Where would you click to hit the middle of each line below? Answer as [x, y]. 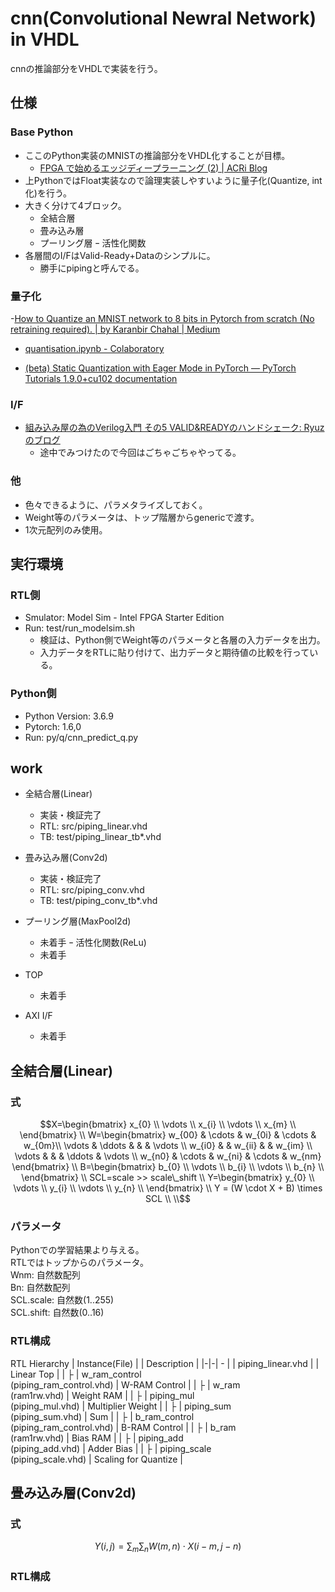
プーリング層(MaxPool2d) [78, 921]
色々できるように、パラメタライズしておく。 [116, 504]
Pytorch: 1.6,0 [53, 726]
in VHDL [45, 39]
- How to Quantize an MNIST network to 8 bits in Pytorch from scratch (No [162, 318]
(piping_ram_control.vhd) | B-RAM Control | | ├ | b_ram [123, 1427]
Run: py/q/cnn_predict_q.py [81, 737]
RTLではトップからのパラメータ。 [80, 1263]
